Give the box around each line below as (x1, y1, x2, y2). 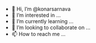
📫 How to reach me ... (11, 31, 66, 37)
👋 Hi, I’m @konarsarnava (11, 6, 71, 12)
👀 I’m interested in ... (11, 12, 61, 19)
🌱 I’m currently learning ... (11, 18, 74, 24)
